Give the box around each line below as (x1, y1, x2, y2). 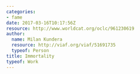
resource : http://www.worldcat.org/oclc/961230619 (6, 25, 135, 32)
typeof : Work (6, 58, 39, 64)
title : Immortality (6, 53, 55, 59)
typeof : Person (11, 48, 49, 54)
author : (6, 31, 26, 37)
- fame (6, 14, 23, 20)
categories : (6, 8, 36, 15)
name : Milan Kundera (11, 36, 63, 42)
